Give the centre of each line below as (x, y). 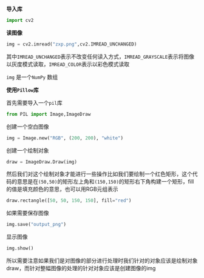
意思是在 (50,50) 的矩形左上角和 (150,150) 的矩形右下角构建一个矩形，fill (105, 182)
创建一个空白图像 (28, 127)
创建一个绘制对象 (28, 150)
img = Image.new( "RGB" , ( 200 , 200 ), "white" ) (65, 138)
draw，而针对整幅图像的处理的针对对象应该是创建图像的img (81, 268)
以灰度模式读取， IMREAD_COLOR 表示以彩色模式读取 (68, 64)
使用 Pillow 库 (22, 90)
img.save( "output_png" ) (36, 225)
